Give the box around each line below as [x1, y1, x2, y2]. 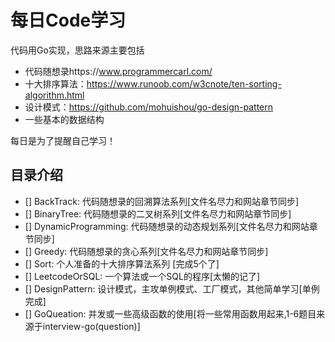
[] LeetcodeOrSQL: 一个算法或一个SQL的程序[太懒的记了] [24, 270, 261, 282]
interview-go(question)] [42, 320, 141, 332]
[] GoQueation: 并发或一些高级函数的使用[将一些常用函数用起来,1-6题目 [24, 307, 317, 320]
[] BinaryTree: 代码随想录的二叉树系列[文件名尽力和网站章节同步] [24, 207, 292, 220]
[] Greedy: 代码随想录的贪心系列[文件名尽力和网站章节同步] [24, 245, 269, 257]
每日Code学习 [10, 9, 127, 32]
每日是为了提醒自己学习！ [10, 134, 116, 146]
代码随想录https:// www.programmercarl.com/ [24, 65, 213, 77]
